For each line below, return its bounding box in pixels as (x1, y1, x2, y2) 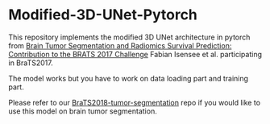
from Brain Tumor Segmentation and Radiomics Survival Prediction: (8, 40, 232, 50)
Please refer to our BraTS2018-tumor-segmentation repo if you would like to (8, 97, 260, 107)
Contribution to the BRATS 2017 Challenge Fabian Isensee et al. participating (8, 49, 262, 59)
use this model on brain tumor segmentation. (8, 106, 157, 116)
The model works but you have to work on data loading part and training (8, 73, 248, 83)
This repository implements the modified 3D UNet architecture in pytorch (8, 32, 251, 42)
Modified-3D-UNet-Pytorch (8, 6, 197, 24)
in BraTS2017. (8, 58, 54, 68)
